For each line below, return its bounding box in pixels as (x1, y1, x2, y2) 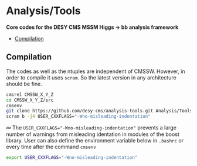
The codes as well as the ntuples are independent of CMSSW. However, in (6, 68, 185, 75)
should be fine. (6, 80, 42, 87)
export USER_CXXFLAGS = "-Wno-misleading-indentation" (6, 155, 138, 161)
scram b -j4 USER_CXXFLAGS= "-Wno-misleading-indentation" (6, 114, 151, 119)
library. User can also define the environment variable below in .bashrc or (6, 137, 184, 144)
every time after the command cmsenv (6, 143, 97, 151)
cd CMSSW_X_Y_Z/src (6, 97, 54, 103)
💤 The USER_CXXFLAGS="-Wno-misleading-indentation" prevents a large (6, 124, 177, 131)
